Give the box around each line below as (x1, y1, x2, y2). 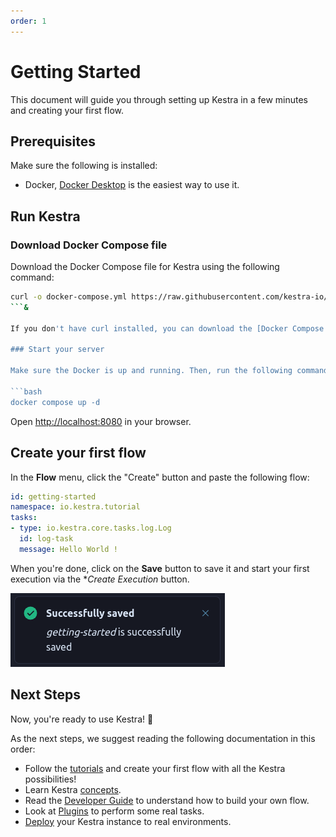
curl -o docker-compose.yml (10, 292, 128, 302)
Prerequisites (10, 133, 96, 150)
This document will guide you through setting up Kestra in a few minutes (10, 93, 308, 105)
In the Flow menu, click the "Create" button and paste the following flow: (10, 471, 310, 483)
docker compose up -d (10, 397, 101, 407)
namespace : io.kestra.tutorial (10, 502, 141, 512)
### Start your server (10, 345, 105, 355)
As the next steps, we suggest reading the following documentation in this (10, 732, 316, 744)
